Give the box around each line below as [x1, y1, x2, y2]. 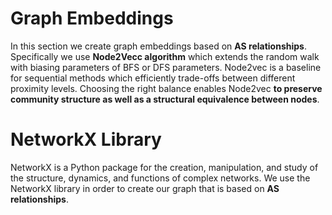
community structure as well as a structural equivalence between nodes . [10, 93, 320, 105]
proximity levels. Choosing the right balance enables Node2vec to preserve [10, 82, 323, 94]
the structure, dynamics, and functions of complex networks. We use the [10, 172, 311, 184]
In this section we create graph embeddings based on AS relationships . [10, 40, 307, 52]
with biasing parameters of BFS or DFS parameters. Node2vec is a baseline [10, 61, 322, 73]
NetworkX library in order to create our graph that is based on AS [10, 182, 280, 194]
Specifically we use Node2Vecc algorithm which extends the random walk [10, 50, 320, 62]
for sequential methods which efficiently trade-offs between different [10, 72, 296, 84]
